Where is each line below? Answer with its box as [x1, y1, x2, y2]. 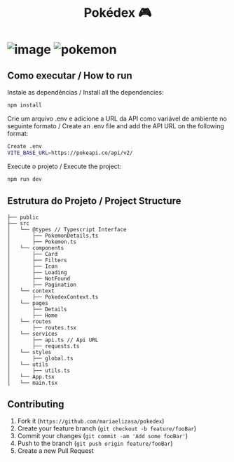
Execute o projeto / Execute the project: [7, 162, 122, 170]
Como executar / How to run [7, 69, 132, 81]
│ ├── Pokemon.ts [7, 238, 77, 245]
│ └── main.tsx [7, 379, 58, 386]
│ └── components [7, 244, 64, 252]
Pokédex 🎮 [83, 5, 152, 21]
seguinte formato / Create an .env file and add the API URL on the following [7, 122, 224, 130]
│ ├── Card [7, 250, 58, 257]
